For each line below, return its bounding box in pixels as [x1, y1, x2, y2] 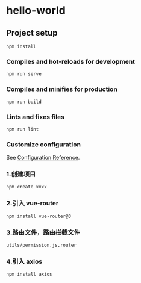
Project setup [6, 28, 58, 38]
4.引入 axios [6, 257, 43, 266]
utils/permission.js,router [6, 242, 77, 249]
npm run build [6, 99, 42, 105]
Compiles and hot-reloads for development [6, 57, 136, 66]
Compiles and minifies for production [6, 85, 117, 93]
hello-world [6, 4, 66, 17]
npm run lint [6, 126, 39, 132]
